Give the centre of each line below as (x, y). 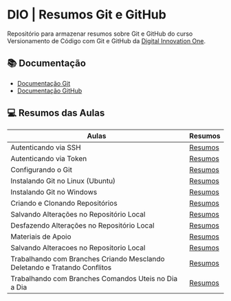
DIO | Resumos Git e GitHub (87, 15)
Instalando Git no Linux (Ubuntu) (63, 180)
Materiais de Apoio (41, 237)
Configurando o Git (41, 169)
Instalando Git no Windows (54, 192)
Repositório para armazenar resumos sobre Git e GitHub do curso (100, 34)
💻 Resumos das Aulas (56, 113)
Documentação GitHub (49, 91)
